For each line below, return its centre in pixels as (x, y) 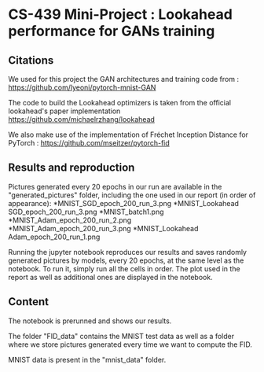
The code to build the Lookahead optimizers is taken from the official (120, 103)
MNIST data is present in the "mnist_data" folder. (87, 359)
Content (29, 302)
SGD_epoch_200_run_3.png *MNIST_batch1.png (86, 212)
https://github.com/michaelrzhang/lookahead (82, 119)
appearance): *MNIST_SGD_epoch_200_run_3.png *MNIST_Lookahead (124, 203)
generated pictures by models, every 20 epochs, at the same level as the (126, 260)
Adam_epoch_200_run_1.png (54, 237)
